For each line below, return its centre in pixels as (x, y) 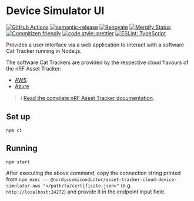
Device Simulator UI (55, 11)
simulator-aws (24, 186)
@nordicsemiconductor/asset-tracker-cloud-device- (114, 180)
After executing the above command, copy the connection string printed (93, 173)
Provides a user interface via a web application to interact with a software (95, 45)
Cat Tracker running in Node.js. (44, 51)
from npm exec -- (27, 179)
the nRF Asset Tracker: (34, 68)
